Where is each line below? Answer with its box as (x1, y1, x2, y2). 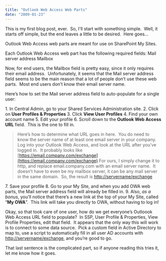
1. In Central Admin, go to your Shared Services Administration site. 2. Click (5, 106, 159, 112)
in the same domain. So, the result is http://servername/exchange (17, 173, 153, 179)
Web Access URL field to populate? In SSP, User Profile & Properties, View (5, 214, 159, 220)
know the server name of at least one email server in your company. (17, 136, 157, 142)
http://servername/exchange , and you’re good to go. (5, 235, 112, 241)
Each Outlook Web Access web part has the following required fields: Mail (5, 50, 157, 56)
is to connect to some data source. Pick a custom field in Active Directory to (5, 225, 162, 231)
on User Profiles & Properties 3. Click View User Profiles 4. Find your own (5, 111, 158, 117)
